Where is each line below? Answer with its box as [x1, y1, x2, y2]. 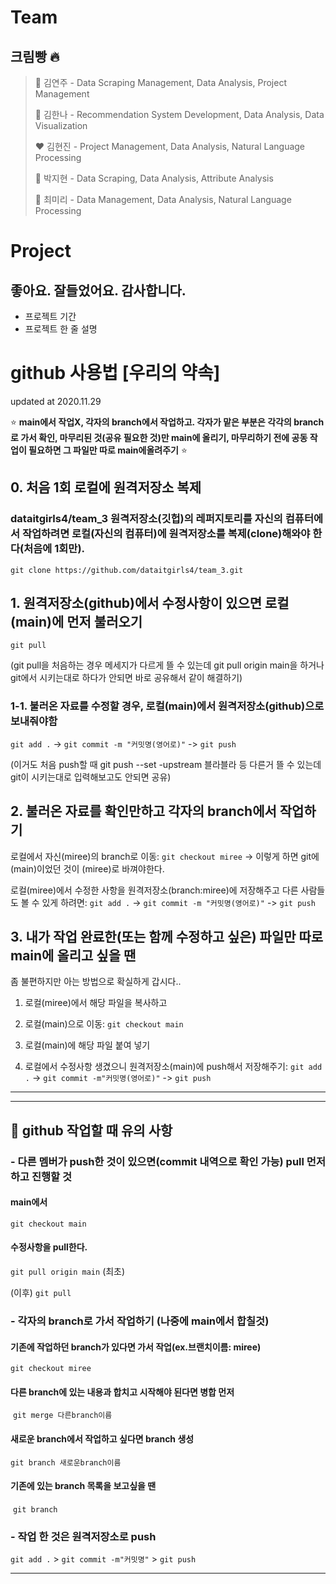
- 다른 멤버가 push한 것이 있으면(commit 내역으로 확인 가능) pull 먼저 [10, 1154, 326, 1168]
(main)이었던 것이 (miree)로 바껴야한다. [10, 862, 165, 875]
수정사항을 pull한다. [10, 1241, 88, 1253]
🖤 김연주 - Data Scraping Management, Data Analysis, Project [34, 77, 287, 88]
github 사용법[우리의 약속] [10, 362, 221, 385]
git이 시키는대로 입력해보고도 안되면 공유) [10, 771, 172, 783]
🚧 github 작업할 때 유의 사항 [10, 1122, 173, 1139]
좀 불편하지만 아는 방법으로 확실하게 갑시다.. [10, 976, 182, 988]
